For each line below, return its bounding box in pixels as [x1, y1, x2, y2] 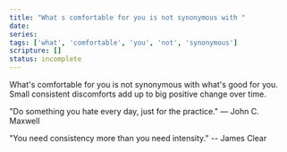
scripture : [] [9, 46, 63, 55]
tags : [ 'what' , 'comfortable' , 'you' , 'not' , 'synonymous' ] [9, 38, 239, 47]
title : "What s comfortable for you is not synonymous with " [9, 13, 246, 22]
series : [9, 30, 38, 38]
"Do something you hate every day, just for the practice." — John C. [9, 106, 259, 116]
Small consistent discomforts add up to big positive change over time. [9, 89, 266, 99]
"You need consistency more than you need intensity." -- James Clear [9, 133, 267, 143]
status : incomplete [9, 55, 82, 63]
